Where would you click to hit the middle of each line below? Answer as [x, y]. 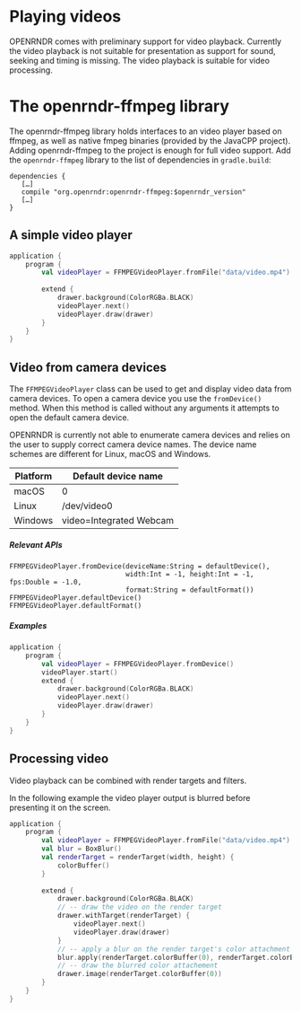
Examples [28, 625]
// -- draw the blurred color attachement [138, 966]
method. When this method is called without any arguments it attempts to [144, 408]
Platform [34, 476]
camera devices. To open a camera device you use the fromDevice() [136, 399]
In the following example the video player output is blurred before [130, 797]
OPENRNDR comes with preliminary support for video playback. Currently [146, 41]
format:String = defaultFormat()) [189, 590]
